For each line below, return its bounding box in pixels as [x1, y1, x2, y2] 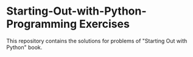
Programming [6, 17, 77, 31]
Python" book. [6, 44, 43, 51]
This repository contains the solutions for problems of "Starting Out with [6, 37, 188, 44]
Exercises [79, 17, 130, 31]
